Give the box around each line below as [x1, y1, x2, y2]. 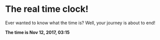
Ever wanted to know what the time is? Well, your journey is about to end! [5, 20, 156, 26]
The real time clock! [5, 3, 88, 15]
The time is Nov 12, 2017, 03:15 [5, 29, 70, 35]
